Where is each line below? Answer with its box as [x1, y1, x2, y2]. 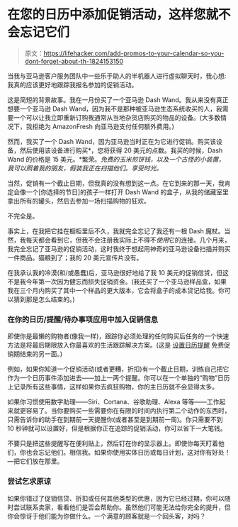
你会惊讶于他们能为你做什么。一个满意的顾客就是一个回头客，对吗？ [7, 511, 206, 520]
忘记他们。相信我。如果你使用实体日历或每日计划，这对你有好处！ [38, 448, 231, 457]
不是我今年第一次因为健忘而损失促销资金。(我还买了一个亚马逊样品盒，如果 [7, 277, 227, 286]
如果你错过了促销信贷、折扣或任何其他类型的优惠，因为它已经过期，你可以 [7, 494, 225, 502]
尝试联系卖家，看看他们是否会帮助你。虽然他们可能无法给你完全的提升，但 [13, 503, 231, 511]
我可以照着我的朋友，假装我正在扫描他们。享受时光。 [7, 164, 163, 172]
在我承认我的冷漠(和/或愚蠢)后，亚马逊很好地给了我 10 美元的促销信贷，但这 [7, 268, 229, 277]
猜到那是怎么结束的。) [13, 295, 76, 304]
